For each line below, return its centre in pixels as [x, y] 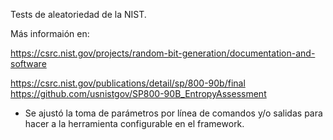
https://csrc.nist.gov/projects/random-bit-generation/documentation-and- [163, 53]
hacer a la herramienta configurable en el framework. [134, 123]
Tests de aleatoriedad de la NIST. [78, 14]
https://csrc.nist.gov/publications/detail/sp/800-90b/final [128, 83]
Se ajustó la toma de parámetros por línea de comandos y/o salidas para [173, 113]
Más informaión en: [50, 33]
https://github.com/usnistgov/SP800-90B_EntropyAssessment [138, 93]
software [28, 63]
